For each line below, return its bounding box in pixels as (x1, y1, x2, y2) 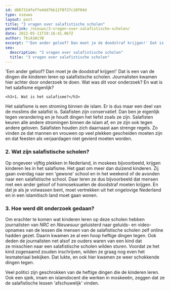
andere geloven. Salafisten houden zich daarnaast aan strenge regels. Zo (5, 125, 158, 131)
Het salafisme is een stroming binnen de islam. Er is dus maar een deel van (5, 103, 162, 110)
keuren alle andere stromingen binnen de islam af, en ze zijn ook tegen (5, 120, 153, 126)
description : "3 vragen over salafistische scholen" (10, 50, 123, 55)
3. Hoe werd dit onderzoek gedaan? (5, 205, 95, 212)
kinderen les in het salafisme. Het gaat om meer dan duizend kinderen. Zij (5, 165, 159, 171)
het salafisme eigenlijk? (5, 85, 54, 91)
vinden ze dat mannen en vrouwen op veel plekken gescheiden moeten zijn (5, 130, 163, 136)
